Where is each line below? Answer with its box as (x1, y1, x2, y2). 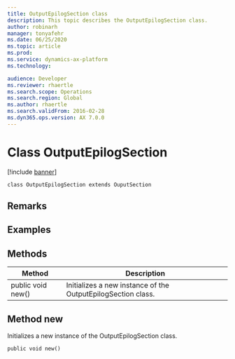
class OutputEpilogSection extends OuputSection (7, 181, 152, 188)
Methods (7, 248, 48, 259)
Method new (7, 313, 64, 325)
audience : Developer (7, 75, 68, 82)
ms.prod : (7, 50, 33, 57)
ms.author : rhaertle (7, 101, 68, 109)
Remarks (7, 201, 48, 212)
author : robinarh (7, 23, 58, 30)
